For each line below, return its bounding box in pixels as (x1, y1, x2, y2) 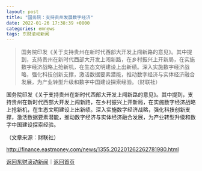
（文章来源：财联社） (6, 134, 59, 141)
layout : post (6, 8, 39, 15)
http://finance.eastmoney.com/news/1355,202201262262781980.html (6, 146, 179, 153)
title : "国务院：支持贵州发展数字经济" (6, 14, 93, 20)
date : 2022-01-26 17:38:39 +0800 (6, 20, 90, 26)
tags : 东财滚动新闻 (6, 31, 50, 37)
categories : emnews (6, 25, 55, 32)
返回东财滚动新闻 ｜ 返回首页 (6, 158, 75, 166)
